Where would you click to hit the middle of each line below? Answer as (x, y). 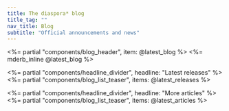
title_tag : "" (28, 20)
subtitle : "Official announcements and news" (73, 33)
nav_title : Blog (30, 26)
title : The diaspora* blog (46, 13)
